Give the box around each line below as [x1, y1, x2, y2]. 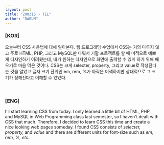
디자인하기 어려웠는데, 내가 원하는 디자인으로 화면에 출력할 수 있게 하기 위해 [10, 56, 154, 62]
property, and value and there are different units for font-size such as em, [5, 129, 154, 135]
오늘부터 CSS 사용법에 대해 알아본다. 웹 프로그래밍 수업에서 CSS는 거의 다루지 [5, 44, 154, 50]
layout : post [5, 7, 32, 12]
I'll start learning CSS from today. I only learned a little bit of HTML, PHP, [5, 108, 151, 114]
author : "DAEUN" [5, 16, 38, 21]
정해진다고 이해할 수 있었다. [14, 74, 67, 81]
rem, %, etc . [5, 134, 30, 140]
